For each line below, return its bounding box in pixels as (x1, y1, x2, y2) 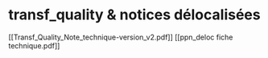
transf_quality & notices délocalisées (8, 6, 261, 24)
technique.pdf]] (8, 40, 60, 50)
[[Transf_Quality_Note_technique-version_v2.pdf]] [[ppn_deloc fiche (8, 32, 233, 42)
